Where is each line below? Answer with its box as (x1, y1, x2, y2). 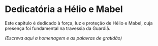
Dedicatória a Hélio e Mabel (5, 3, 123, 15)
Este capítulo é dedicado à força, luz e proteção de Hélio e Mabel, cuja (5, 20, 153, 26)
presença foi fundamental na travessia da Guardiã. (5, 25, 110, 31)
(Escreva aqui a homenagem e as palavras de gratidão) (5, 35, 122, 41)
